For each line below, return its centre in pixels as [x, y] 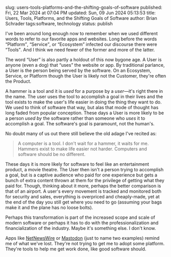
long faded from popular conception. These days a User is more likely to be [85, 113]
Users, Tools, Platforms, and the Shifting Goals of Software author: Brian [81, 18]
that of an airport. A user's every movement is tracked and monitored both [83, 191]
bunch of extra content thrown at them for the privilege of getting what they [85, 180]
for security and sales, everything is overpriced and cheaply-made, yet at [82, 197]
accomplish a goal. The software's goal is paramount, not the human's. [80, 124]
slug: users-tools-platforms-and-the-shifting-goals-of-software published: [84, 7]
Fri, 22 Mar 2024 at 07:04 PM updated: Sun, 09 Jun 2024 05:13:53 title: [80, 13]
